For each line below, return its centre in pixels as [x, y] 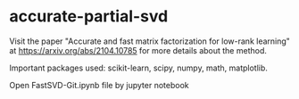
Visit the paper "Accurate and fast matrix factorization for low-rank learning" [149, 41]
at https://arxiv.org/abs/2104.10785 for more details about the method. [138, 50]
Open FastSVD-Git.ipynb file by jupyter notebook [99, 85]
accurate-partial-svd [89, 16]
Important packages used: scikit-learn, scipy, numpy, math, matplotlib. [138, 68]
